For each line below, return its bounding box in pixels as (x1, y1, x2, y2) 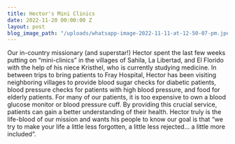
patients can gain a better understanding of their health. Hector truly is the (7, 108, 222, 116)
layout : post (7, 23, 45, 30)
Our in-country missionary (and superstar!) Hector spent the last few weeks (7, 49, 226, 57)
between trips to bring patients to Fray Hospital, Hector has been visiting (7, 71, 217, 79)
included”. (7, 130, 36, 138)
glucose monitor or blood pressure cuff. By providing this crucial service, (7, 100, 218, 109)
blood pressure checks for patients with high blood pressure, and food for (7, 86, 220, 94)
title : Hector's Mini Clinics (7, 10, 96, 17)
